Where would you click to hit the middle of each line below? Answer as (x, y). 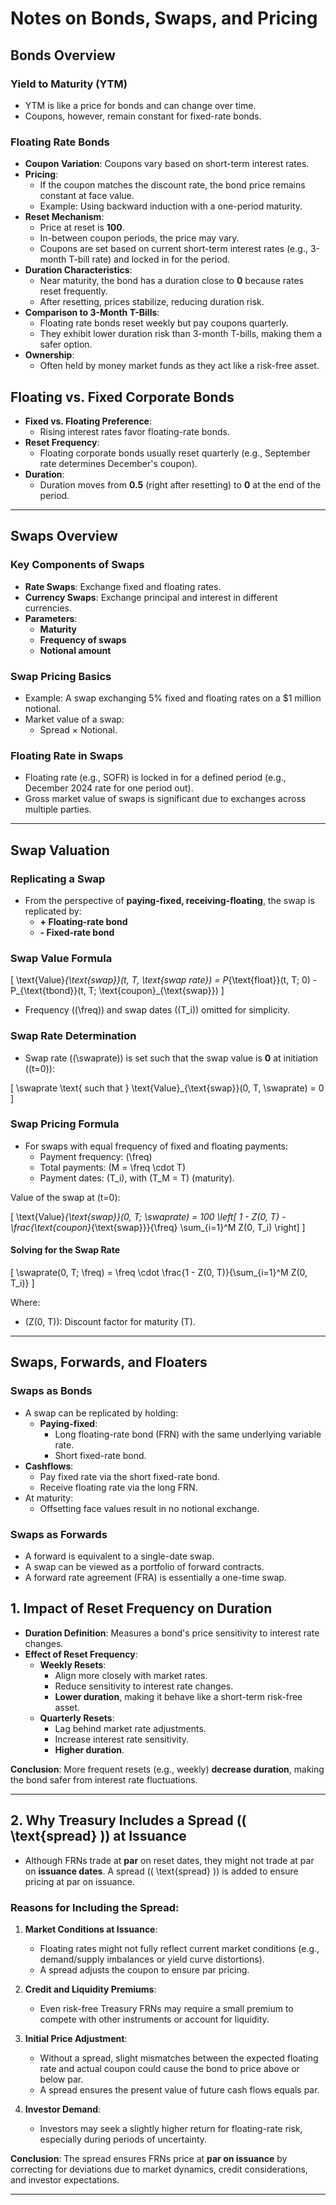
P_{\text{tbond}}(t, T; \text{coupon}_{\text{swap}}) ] (117, 991)
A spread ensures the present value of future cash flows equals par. (179, 2089)
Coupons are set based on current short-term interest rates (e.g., (173, 249)
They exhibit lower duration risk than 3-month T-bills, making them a (181, 334)
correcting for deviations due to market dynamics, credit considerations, (159, 2169)
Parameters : (51, 618)
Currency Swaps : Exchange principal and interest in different (151, 597)
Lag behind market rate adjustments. (130, 1728)
